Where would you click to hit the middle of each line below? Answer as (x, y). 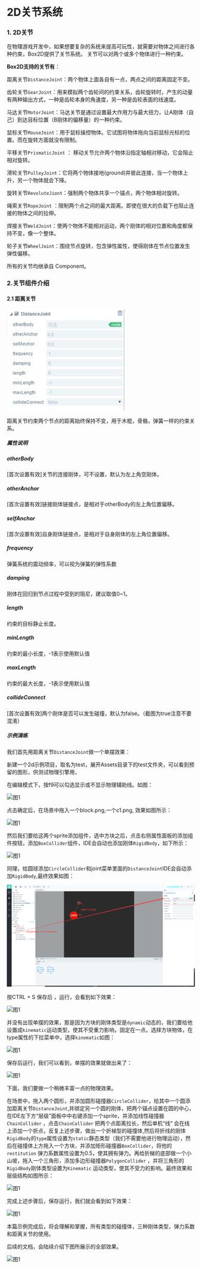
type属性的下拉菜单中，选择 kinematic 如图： (61, 1037)
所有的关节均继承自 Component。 (48, 266)
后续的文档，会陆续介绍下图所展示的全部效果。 (64, 1246)
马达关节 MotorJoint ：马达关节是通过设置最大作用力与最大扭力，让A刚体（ (98, 112)
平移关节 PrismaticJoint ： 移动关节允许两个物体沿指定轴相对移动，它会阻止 (100, 152)
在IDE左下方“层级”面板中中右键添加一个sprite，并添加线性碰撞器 (86, 1116)
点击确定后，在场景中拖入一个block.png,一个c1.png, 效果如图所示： (89, 810)
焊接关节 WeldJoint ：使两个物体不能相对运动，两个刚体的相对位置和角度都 (97, 226)
